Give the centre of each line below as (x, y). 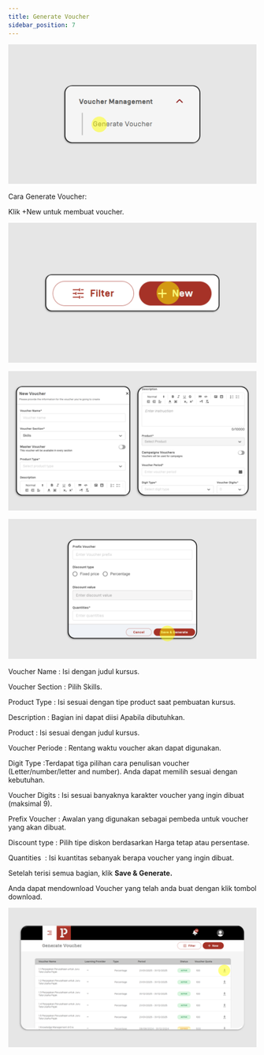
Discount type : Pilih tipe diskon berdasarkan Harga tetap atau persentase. (129, 842)
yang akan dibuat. (37, 827)
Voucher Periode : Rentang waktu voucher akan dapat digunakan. (115, 747)
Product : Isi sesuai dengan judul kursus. (74, 733)
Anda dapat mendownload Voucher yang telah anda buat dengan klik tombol (132, 888)
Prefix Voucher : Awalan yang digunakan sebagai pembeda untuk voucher (128, 818)
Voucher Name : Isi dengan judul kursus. (74, 671)
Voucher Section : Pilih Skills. (55, 687)
